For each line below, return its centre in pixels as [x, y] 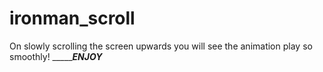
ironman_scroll [72, 18]
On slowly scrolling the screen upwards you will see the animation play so [161, 46]
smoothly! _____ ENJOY [56, 56]
